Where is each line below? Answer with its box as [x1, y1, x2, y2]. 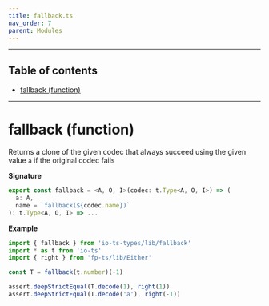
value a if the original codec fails [8, 155, 115, 165]
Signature [8, 171, 42, 181]
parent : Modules [8, 26, 62, 34]
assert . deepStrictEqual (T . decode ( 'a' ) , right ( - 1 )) [8, 290, 181, 298]
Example [8, 223, 38, 233]
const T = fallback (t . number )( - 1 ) [8, 268, 124, 276]
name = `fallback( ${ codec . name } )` [15, 201, 130, 209]
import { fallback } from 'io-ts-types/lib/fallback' [8, 239, 192, 247]
